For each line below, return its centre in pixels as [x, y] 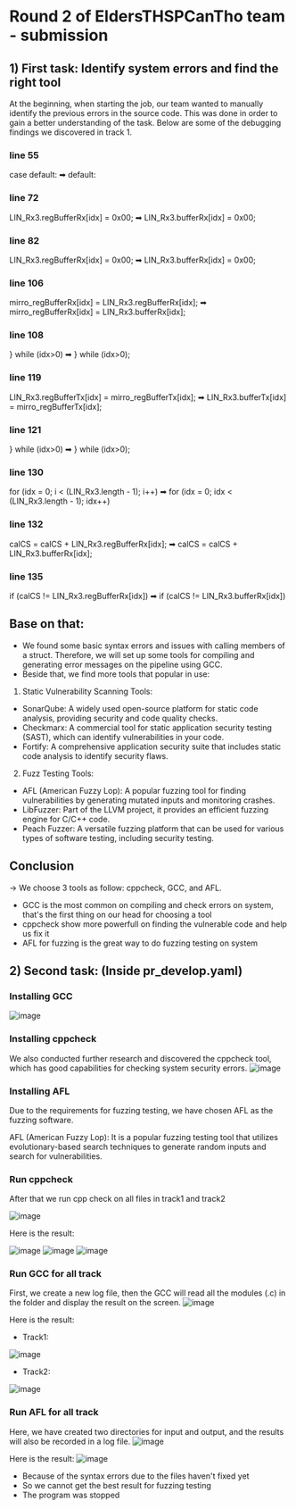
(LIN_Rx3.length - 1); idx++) [60, 501]
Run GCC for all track [56, 1274]
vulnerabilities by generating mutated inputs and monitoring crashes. [148, 800]
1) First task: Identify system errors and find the [144, 68]
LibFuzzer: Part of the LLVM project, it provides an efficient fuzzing [145, 809]
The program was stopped [71, 1495]
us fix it [36, 933]
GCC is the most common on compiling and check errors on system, [148, 905]
